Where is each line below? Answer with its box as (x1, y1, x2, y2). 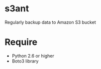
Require (4, 36, 38, 48)
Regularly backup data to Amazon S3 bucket (4, 19, 96, 25)
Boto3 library (11, 58, 39, 64)
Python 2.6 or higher (11, 53, 54, 59)
